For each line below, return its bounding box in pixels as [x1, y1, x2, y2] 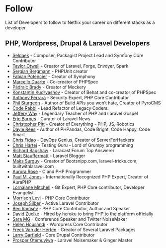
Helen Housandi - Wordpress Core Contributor [12, 221, 108, 227]
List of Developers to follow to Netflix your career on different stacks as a [5, 19, 155, 25]
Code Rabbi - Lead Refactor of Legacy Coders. [12, 105, 109, 111]
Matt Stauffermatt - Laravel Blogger [12, 153, 85, 159]
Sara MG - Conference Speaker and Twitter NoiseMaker [12, 216, 128, 222]
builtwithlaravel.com [12, 163, 54, 169]
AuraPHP [12, 179, 31, 185]
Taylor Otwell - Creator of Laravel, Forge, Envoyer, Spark [12, 63, 129, 69]
